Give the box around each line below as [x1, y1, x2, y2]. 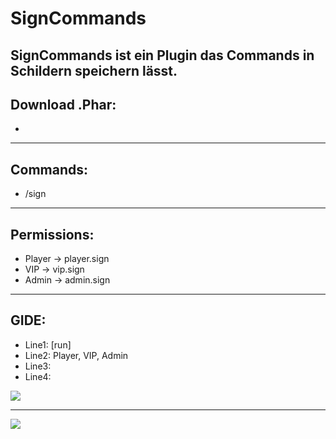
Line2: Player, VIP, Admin [24, 349, 129, 361]
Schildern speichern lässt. [10, 62, 178, 79]
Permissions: [10, 226, 95, 243]
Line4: [24, 370, 52, 382]
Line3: [24, 360, 52, 372]
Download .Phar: [10, 96, 117, 113]
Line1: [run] [24, 338, 72, 351]
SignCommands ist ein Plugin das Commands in [10, 47, 315, 64]
